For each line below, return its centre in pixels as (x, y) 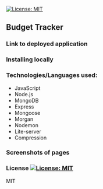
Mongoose (27, 113)
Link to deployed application (47, 44)
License (17, 168)
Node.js (24, 94)
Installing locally (30, 60)
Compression (31, 138)
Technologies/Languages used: (52, 75)
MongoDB (26, 100)
